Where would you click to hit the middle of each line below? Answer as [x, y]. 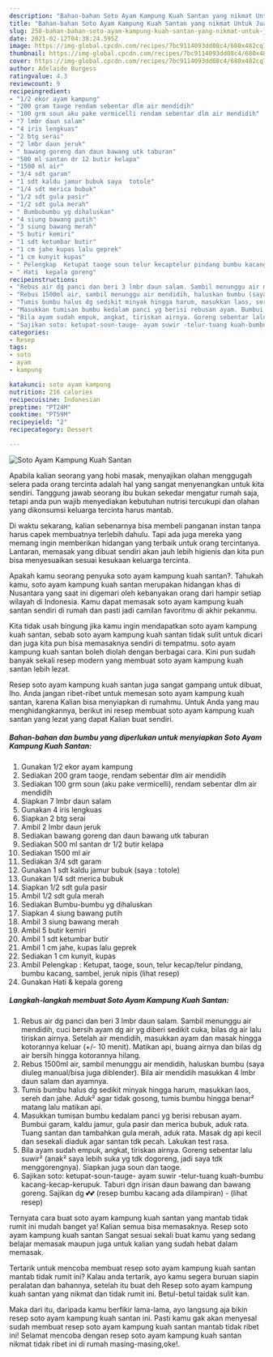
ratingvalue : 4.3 [38, 76]
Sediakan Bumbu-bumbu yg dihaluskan [86, 904]
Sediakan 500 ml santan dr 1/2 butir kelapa [92, 844]
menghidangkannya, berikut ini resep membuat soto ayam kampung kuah [132, 711]
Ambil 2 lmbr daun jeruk [61, 826]
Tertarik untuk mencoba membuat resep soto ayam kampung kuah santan [132, 1268]
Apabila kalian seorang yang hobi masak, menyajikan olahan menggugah [131, 476]
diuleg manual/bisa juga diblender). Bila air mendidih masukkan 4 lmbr [138, 1072]
